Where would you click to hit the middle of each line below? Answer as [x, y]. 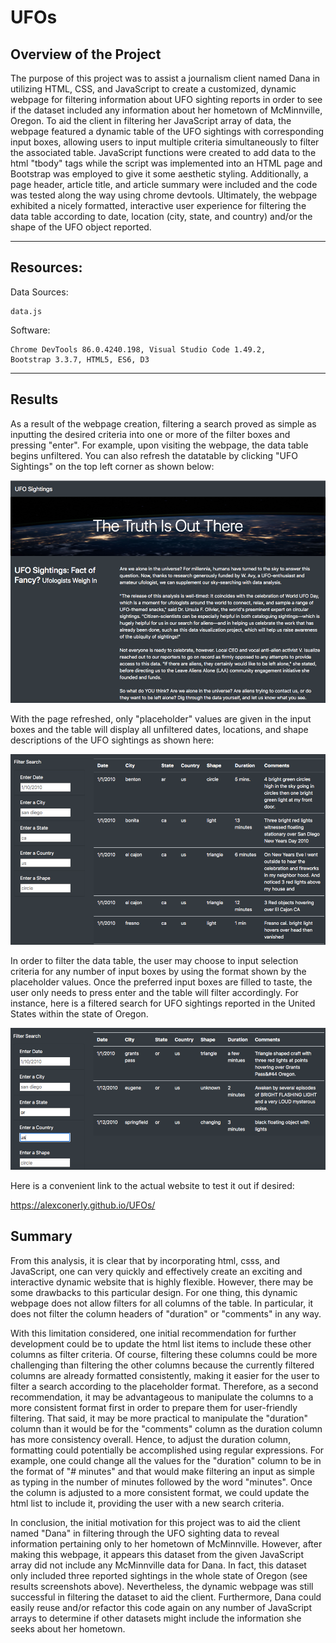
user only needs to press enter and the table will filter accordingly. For [154, 993]
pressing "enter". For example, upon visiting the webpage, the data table [159, 445]
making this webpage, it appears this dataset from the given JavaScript [157, 1554]
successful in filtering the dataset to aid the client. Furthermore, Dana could [166, 1597]
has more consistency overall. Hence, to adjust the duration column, [151, 1439]
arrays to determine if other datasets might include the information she [156, 1618]
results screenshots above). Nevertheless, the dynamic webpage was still [162, 1586]
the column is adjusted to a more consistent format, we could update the [160, 1492]
